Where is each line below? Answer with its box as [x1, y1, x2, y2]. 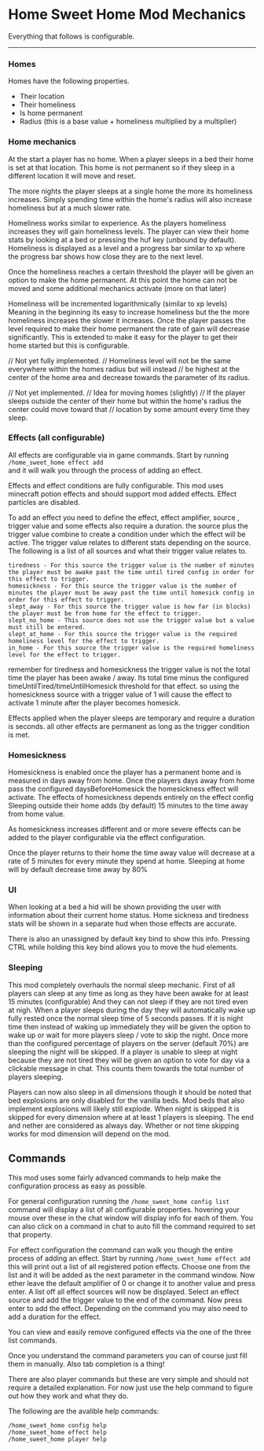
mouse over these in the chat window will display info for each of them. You [8, 1213, 254, 1222]
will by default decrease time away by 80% [8, 865, 148, 875]
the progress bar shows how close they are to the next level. [8, 252, 204, 261]
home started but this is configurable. [8, 341, 130, 350]
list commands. [8, 1335, 57, 1345]
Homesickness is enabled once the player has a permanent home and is [8, 768, 242, 777]
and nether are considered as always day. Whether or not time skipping [8, 1121, 240, 1130]
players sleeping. [8, 1072, 64, 1081]
